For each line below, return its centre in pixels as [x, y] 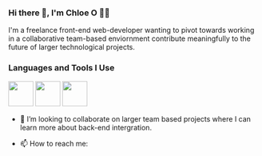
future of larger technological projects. [72, 47]
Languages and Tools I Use [62, 68]
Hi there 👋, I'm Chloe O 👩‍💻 [59, 13]
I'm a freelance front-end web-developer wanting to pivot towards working [131, 30]
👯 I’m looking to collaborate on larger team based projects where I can [135, 118]
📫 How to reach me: [54, 143]
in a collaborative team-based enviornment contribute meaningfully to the [130, 38]
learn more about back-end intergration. [86, 127]
